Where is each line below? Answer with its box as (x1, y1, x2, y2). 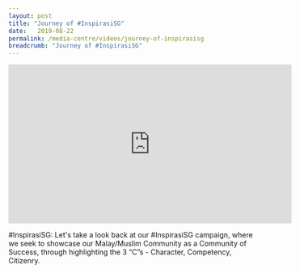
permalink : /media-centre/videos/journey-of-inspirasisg (8, 34, 205, 43)
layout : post (8, 11, 53, 20)
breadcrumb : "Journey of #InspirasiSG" (8, 42, 143, 50)
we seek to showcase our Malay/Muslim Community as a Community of (8, 239, 247, 249)
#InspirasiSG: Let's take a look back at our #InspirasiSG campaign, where (8, 230, 253, 240)
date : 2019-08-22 (8, 27, 74, 35)
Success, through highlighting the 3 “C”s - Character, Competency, (8, 247, 232, 257)
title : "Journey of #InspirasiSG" (8, 19, 125, 27)
